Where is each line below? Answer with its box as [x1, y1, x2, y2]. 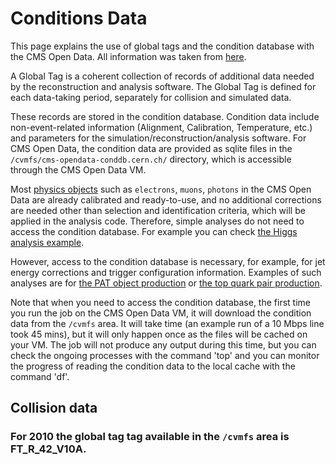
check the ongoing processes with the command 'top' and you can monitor [10, 349, 320, 361]
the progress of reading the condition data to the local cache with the [10, 360, 296, 372]
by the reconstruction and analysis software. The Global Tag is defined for [10, 80, 317, 92]
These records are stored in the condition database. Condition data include [10, 110, 320, 122]
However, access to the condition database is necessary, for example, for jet [10, 255, 326, 267]
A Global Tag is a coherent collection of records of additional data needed [10, 70, 315, 82]
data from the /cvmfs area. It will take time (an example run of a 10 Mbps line [10, 317, 325, 329]
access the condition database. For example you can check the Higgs [10, 225, 298, 237]
